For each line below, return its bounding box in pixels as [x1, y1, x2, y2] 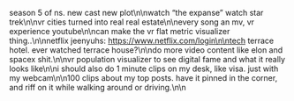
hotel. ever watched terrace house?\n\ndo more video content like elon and [9, 45, 283, 55]
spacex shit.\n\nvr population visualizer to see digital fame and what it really [9, 54, 285, 64]
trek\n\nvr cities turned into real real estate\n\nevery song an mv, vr [9, 17, 254, 27]
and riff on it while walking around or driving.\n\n [9, 83, 187, 92]
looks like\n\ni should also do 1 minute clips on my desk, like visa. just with [9, 63, 279, 74]
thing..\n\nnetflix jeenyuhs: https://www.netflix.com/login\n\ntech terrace [9, 35, 275, 46]
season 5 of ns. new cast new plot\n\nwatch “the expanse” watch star [9, 8, 264, 18]
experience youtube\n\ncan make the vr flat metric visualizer [9, 26, 230, 36]
